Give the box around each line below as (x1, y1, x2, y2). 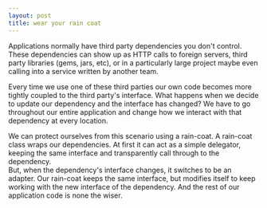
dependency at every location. (8, 116, 109, 125)
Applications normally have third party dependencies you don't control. (8, 41, 242, 50)
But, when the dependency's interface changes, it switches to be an (8, 165, 233, 175)
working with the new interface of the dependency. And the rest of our (8, 182, 240, 191)
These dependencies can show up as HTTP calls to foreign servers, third (8, 49, 249, 59)
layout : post (8, 11, 52, 20)
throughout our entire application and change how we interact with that (8, 107, 242, 116)
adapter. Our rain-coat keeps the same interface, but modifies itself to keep (8, 173, 257, 183)
